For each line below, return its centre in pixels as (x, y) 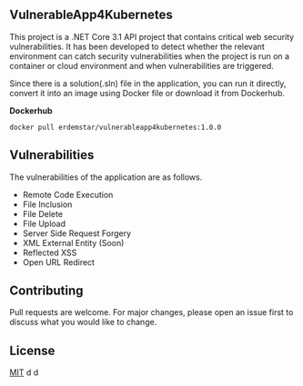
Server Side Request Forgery (77, 233)
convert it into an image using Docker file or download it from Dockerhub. (147, 93)
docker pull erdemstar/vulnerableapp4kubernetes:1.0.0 (116, 127)
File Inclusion (47, 204)
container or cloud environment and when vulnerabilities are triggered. (142, 65)
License (32, 350)
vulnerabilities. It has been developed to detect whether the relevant (137, 46)
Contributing (46, 291)
